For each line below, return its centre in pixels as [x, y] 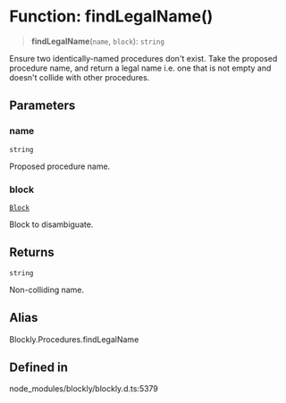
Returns [32, 252]
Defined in [39, 367]
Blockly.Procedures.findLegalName [74, 339]
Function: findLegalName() [111, 17]
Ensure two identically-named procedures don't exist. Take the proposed [143, 58]
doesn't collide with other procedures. [80, 77]
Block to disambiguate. [51, 224]
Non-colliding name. [47, 290]
